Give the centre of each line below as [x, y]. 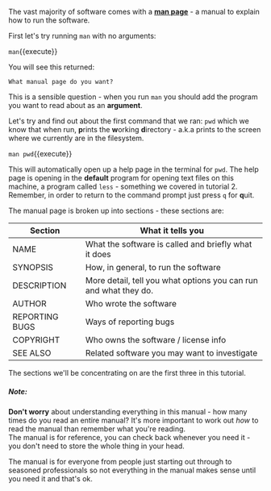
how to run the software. [49, 20]
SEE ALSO [32, 353]
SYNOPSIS [33, 267]
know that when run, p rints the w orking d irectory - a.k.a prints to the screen [135, 129]
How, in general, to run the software [153, 267]
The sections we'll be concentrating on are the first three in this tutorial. [127, 373]
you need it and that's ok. [50, 478]
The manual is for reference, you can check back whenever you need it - [129, 437]
